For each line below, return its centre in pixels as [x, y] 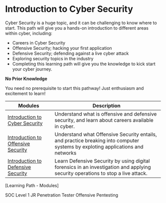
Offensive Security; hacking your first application [62, 48]
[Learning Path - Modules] [32, 185]
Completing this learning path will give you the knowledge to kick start [84, 64]
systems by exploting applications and [99, 147]
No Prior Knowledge [26, 79]
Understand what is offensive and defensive [106, 114]
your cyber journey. [32, 69]
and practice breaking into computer [97, 140]
